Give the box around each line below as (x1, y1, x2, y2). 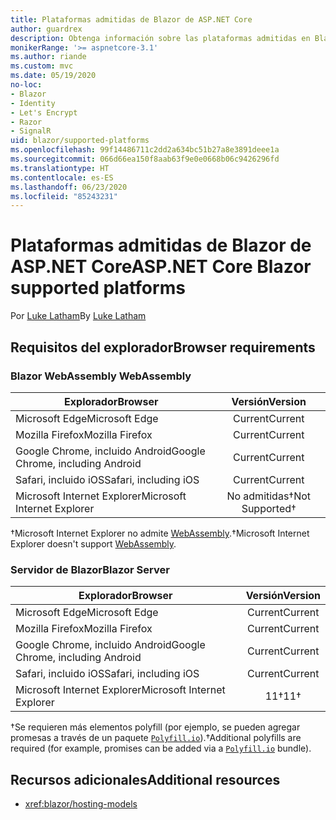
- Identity (10, 98, 56, 108)
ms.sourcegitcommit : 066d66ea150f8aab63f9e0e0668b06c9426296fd (10, 154, 280, 164)
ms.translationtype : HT (10, 163, 110, 173)
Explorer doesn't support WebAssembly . (10, 537, 177, 550)
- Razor (10, 117, 43, 127)
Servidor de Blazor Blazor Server (10, 562, 170, 576)
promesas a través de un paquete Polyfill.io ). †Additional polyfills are (10, 732, 302, 744)
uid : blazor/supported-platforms (10, 136, 150, 146)
